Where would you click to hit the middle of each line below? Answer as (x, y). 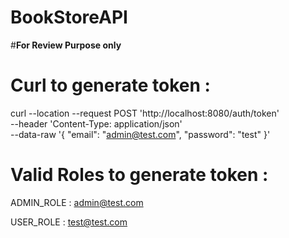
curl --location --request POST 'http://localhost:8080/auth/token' (145, 113)
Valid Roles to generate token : (139, 175)
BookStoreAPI (69, 17)
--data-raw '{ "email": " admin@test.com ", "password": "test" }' (140, 134)
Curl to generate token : (110, 85)
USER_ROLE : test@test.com (69, 222)
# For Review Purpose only (66, 45)
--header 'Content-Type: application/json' (96, 123)
